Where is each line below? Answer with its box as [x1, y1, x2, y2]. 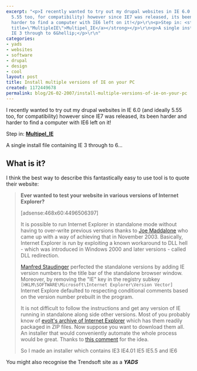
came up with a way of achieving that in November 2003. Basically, [20, 233, 184, 240]
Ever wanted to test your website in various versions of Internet [20, 192, 179, 199]
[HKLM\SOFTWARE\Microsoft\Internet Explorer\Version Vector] [20, 282, 174, 288]
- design [6, 63, 28, 69]
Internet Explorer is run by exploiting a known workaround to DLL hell [20, 239, 188, 246]
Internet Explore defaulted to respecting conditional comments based [20, 287, 189, 294]
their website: [6, 180, 39, 188]
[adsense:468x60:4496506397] [20, 209, 98, 216]
